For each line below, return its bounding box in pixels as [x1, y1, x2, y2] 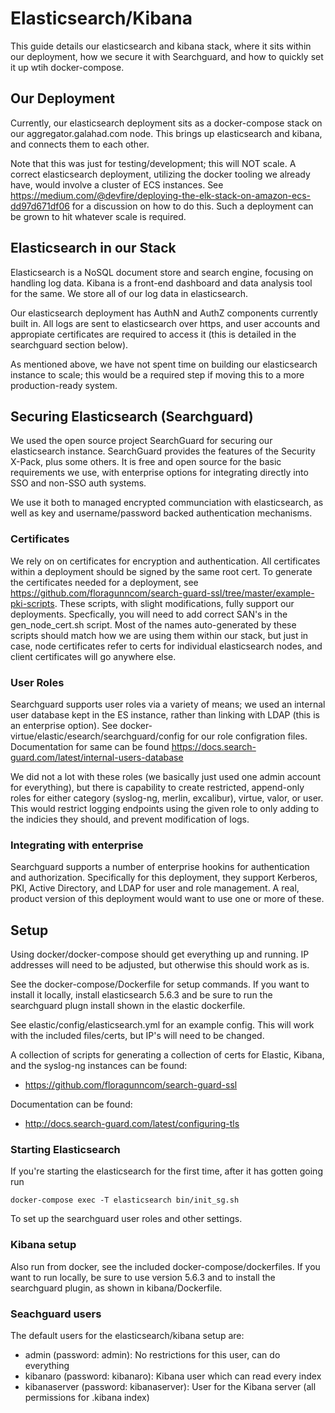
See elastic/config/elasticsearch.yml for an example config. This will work [10, 1019, 315, 1031]
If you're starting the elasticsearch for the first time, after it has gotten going [10, 1165, 323, 1177]
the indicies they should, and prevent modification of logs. [10, 813, 250, 825]
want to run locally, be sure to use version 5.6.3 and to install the [10, 1271, 276, 1283]
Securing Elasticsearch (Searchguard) [10, 408, 254, 425]
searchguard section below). [10, 338, 129, 351]
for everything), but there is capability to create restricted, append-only [10, 781, 305, 793]
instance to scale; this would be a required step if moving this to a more [10, 368, 305, 381]
